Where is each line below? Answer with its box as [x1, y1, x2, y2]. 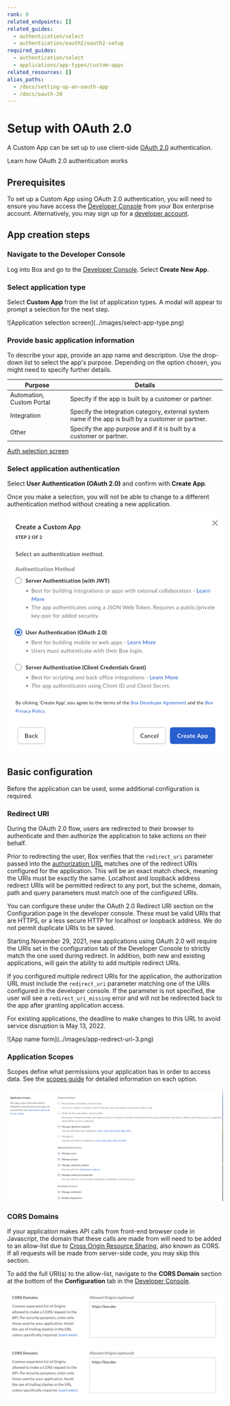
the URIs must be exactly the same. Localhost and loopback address [7, 874, 201, 882]
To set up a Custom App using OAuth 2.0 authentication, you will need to [7, 195, 212, 203]
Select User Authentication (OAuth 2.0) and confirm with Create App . [7, 479, 207, 488]
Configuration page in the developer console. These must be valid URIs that [7, 909, 221, 917]
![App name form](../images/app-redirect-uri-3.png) [7, 1035, 154, 1043]
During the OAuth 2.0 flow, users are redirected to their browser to [7, 824, 194, 832]
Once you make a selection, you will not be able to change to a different [7, 493, 209, 501]
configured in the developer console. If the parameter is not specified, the [7, 986, 216, 994]
